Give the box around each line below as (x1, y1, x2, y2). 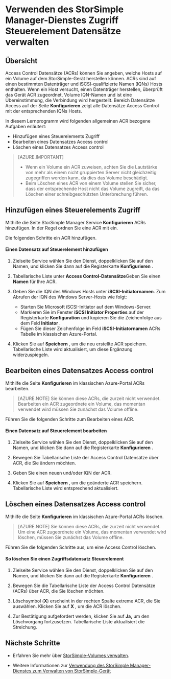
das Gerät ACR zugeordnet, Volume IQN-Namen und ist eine (5, 92, 132, 98)
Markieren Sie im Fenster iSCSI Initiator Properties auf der (20, 309, 144, 315)
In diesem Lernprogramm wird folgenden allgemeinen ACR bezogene (5, 118, 151, 124)
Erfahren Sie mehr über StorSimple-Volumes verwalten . (12, 652, 130, 659)
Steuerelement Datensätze (5, 26, 121, 37)
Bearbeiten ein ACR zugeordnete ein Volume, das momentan (17, 401, 145, 407)
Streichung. (12, 624, 37, 630)
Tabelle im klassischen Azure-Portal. (20, 331, 97, 337)
